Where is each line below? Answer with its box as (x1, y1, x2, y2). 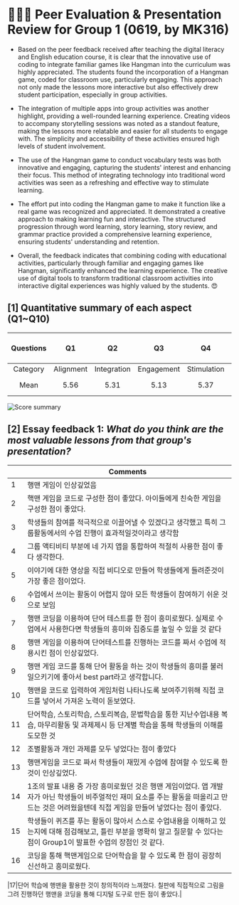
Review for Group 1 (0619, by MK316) (7, 21, 230, 38)
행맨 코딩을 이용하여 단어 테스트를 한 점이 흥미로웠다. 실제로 (27, 613, 216, 623)
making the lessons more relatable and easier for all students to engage (17, 127, 228, 135)
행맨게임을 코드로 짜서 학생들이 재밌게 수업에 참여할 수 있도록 (27, 757, 220, 767)
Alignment (53, 364, 87, 374)
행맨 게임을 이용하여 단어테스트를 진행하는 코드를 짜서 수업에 (27, 637, 218, 647)
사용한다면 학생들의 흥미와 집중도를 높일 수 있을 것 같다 (48, 623, 222, 633)
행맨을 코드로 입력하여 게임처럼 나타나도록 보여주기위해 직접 (27, 685, 216, 695)
